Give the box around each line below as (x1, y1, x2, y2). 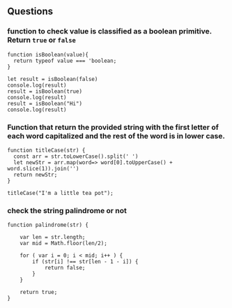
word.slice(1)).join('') (7, 165, 79, 172)
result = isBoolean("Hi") (7, 100, 82, 107)
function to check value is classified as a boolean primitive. (7, 27, 212, 36)
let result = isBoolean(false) (7, 75, 98, 82)
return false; (44, 265, 86, 272)
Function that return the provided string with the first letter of (7, 122, 219, 132)
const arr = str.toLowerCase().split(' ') (13, 153, 139, 160)
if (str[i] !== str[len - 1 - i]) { (32, 258, 139, 265)
